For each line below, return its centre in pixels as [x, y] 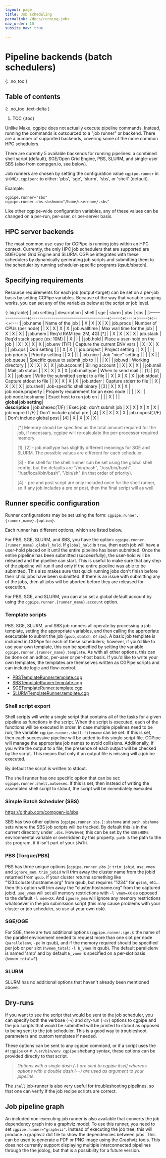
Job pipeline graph [35, 1107]
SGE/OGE [17, 921]
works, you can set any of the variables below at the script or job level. [77, 303]
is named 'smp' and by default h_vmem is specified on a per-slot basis [75, 953]
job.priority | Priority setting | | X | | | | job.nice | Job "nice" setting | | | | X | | [82, 354]
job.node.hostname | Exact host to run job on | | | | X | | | [62, 396]
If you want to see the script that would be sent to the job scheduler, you [79, 1015]
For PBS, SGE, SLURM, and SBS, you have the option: [60, 540]
